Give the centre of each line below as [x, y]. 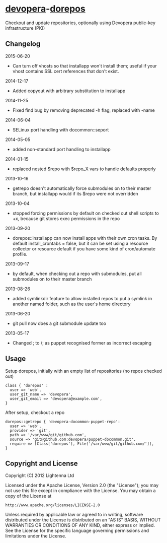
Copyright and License [41, 463]
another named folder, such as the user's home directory [71, 304]
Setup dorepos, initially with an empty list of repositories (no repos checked [83, 371]
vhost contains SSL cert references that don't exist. [66, 71]
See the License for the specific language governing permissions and [77, 531]
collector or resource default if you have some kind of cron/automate [84, 249]
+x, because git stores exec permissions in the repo [66, 218]
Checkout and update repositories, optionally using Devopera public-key [80, 23]
